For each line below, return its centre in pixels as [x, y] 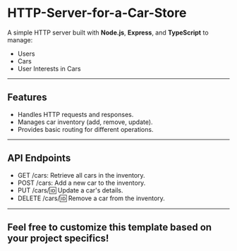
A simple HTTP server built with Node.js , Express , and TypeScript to [108, 32]
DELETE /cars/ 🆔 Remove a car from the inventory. [91, 198]
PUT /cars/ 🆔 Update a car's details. [70, 190]
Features [27, 98]
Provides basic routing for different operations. [85, 129]
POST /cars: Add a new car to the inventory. [81, 183]
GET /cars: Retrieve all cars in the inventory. [81, 175]
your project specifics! [58, 238]
